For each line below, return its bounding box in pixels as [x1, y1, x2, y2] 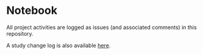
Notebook [6, 4, 58, 18]
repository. [6, 30, 34, 37]
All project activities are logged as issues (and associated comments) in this [6, 24, 197, 31]
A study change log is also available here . [6, 42, 111, 49]
